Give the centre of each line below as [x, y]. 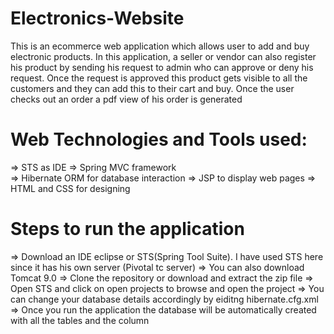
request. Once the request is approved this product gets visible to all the [159, 78]
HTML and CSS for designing [70, 188]
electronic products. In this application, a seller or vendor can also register [163, 56]
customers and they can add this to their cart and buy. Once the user [152, 88]
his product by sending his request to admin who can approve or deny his [162, 67]
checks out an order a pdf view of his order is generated [126, 99]
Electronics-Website [97, 18]
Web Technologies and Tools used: [159, 139]
